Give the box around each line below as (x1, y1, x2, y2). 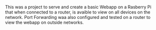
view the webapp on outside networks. (5, 19, 84, 25)
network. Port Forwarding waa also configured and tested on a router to (5, 15, 151, 20)
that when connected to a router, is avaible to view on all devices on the (5, 9, 151, 15)
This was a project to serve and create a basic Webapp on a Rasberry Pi (5, 4, 152, 10)
